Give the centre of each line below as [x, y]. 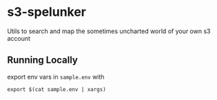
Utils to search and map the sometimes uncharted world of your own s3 [109, 31]
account [19, 38]
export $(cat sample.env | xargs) [57, 89]
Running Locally [42, 60]
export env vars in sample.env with [56, 77]
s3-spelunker [47, 12]
